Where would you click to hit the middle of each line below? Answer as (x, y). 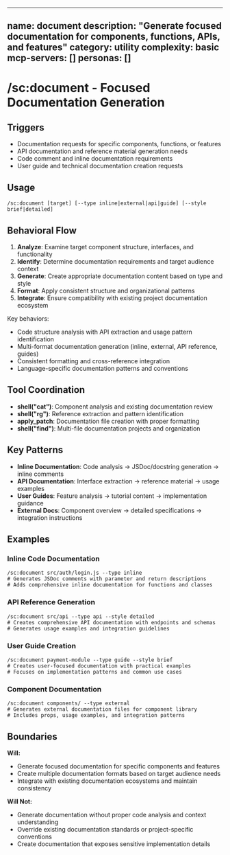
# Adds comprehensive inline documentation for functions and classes (110, 585)
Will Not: (20, 801)
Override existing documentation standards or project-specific (105, 830)
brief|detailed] (30, 209)
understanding (38, 822)
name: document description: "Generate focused (115, 26)
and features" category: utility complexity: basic (113, 48)
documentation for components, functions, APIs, (114, 37)
